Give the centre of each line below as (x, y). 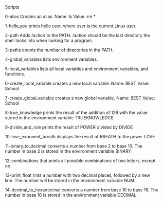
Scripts (12, 7)
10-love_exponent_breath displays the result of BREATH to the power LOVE (80, 137)
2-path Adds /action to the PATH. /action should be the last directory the (78, 35)
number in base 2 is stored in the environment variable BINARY (68, 151)
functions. (15, 74)
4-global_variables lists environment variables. (52, 59)
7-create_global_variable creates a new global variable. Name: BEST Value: (80, 98)
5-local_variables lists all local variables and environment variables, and (77, 69)
